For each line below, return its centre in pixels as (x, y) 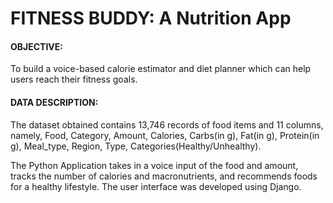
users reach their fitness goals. (74, 79)
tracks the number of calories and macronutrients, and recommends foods (164, 176)
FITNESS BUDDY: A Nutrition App (151, 18)
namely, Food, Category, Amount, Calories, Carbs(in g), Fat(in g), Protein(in (165, 135)
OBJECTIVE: (36, 46)
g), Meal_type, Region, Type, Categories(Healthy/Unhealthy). (136, 146)
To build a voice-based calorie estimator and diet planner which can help (161, 69)
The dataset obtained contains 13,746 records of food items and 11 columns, (167, 124)
